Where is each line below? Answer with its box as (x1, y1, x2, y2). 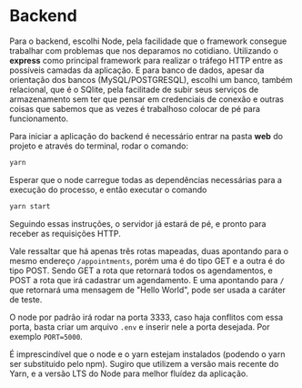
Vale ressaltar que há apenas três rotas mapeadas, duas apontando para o (9, 245, 289, 256)
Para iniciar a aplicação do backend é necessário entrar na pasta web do (9, 130, 284, 141)
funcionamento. (9, 113, 69, 124)
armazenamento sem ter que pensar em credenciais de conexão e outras (9, 93, 285, 105)
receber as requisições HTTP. (9, 228, 121, 239)
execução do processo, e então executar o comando (9, 184, 207, 195)
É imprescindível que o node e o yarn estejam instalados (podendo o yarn (9, 348, 286, 360)
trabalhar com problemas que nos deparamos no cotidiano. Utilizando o (9, 45, 279, 56)
